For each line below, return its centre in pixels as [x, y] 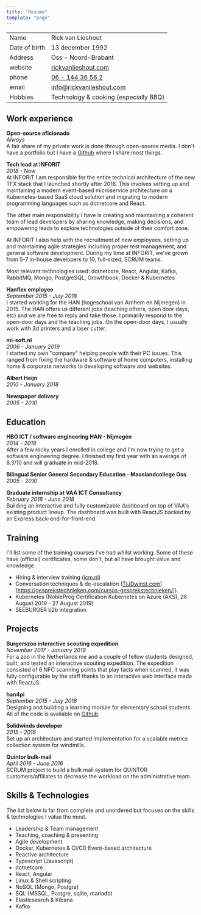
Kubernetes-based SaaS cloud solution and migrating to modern [87, 197]
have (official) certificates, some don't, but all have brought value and [93, 559]
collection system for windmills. [46, 745]
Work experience [40, 119]
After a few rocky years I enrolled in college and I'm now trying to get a [95, 450]
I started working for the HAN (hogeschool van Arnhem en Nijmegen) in [96, 303]
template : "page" [28, 18]
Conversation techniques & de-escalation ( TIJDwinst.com [87, 584]
